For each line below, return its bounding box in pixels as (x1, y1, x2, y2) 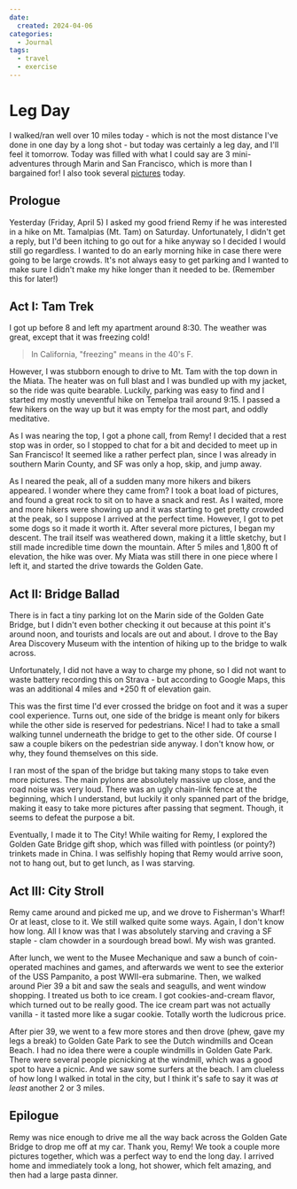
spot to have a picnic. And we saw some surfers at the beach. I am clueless (9, 1064, 285, 1075)
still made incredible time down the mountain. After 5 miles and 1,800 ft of (9, 542, 278, 552)
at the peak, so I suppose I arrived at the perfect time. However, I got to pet (9, 513, 284, 524)
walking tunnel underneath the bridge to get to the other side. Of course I (9, 729, 277, 740)
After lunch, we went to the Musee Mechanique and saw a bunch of (9, 952, 257, 963)
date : (9, 12, 29, 22)
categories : (9, 29, 53, 38)
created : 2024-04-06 (17, 21, 93, 30)
